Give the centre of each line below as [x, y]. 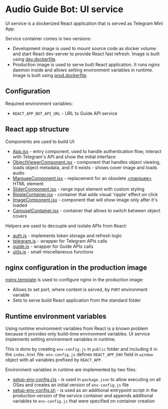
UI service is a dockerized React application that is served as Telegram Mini [84, 23]
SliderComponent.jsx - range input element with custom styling [78, 189]
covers [20, 216]
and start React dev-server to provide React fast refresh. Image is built [86, 54]
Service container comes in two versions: [49, 39]
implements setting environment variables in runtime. [61, 339]
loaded [20, 205]
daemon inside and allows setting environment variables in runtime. [83, 70]
